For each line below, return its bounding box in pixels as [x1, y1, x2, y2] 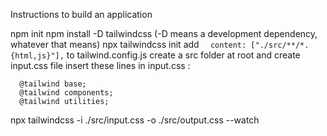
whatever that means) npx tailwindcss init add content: [10, 39, 247, 50]
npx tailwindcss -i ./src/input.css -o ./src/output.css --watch [10, 114, 260, 126]
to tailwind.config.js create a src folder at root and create [66, 49, 301, 61]
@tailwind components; [19, 88, 114, 98]
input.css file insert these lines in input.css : [10, 60, 191, 71]
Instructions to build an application [10, 9, 153, 20]
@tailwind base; [19, 79, 87, 89]
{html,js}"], [10, 51, 65, 61]
